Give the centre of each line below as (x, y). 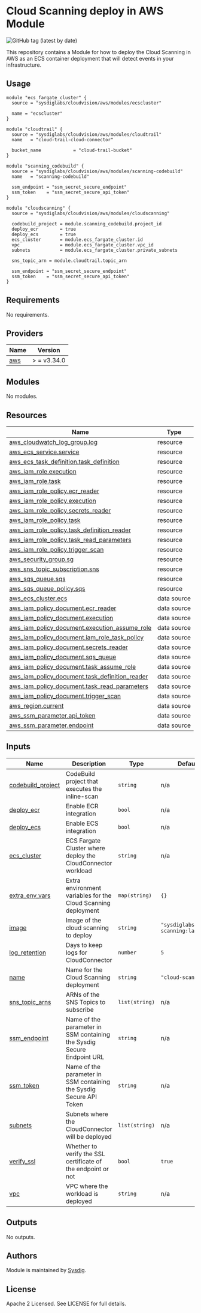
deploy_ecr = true (44, 229)
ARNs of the (83, 995)
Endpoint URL (85, 1057)
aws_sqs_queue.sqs (37, 579)
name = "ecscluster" (37, 113)
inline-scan (82, 796)
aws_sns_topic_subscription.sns (54, 569)
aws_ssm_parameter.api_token (52, 715)
